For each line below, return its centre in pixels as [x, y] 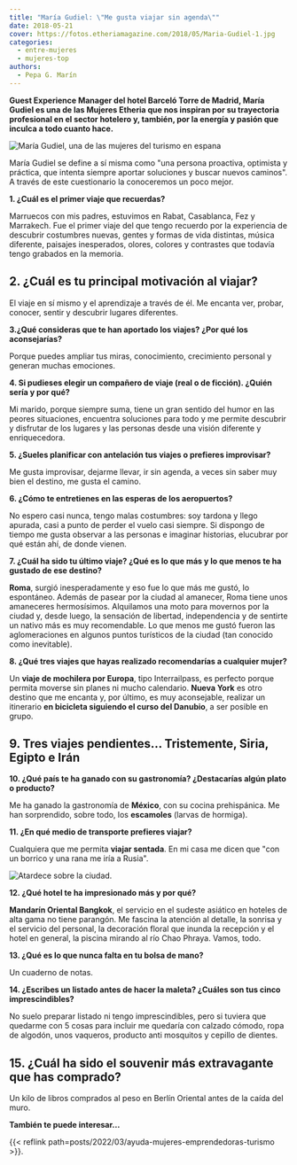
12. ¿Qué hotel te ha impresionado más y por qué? [103, 893]
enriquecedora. [37, 437]
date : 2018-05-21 [41, 26]
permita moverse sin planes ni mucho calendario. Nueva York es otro [136, 687]
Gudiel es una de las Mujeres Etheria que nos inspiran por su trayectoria [144, 109]
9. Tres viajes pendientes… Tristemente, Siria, [139, 744]
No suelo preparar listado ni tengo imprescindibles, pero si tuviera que [138, 1016]
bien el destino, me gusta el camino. [75, 481]
